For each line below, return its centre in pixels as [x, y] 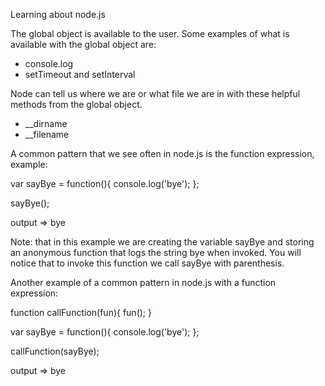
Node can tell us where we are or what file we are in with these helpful [155, 93]
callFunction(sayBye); [55, 351]
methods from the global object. [76, 104]
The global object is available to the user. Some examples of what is [150, 33]
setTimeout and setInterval [80, 74]
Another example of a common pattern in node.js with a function [143, 282]
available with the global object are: [83, 44]
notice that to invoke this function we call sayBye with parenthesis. [147, 263]
